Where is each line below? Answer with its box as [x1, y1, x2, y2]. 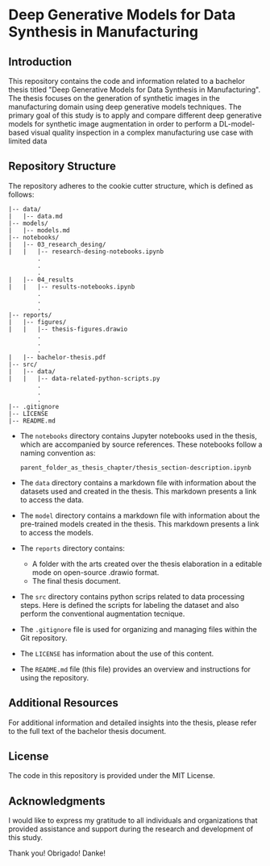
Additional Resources [8, 696, 118, 710]
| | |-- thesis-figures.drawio [8, 325, 128, 333]
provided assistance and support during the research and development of [8, 824, 254, 834]
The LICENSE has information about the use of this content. [19, 648, 214, 658]
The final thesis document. [31, 576, 121, 585]
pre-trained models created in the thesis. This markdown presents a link [19, 518, 260, 529]
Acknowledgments [8, 794, 106, 808]
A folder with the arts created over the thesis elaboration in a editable [31, 559, 263, 568]
